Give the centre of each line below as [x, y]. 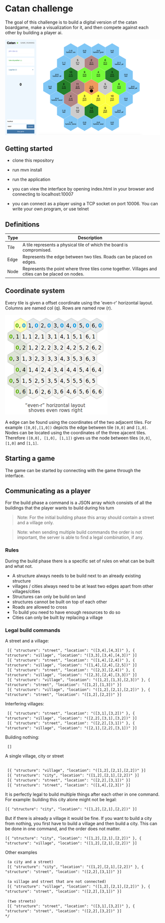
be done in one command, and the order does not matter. [63, 829]
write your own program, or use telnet [51, 209]
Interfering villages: [25, 703]
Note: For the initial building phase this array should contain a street [85, 517]
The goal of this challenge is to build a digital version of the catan [71, 22]
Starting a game [30, 459]
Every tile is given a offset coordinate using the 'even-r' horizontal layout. [79, 303]
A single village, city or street [34, 756]
